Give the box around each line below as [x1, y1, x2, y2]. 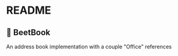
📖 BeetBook [6, 27, 51, 38]
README [6, 4, 52, 17]
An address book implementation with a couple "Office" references [6, 43, 172, 50]
